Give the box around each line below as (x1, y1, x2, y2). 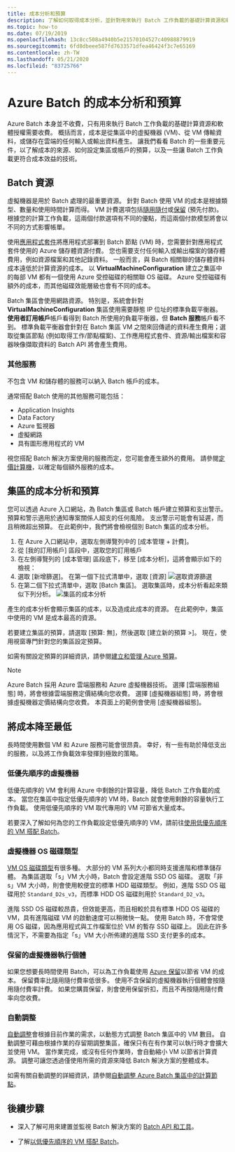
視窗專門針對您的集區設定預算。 (13, 637, 106, 645)
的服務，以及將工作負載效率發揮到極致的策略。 (7, 749, 142, 757)
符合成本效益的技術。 (19, 154, 81, 163)
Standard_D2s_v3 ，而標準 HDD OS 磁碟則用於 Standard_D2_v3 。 (27, 889, 208, 898)
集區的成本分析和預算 (7, 485, 99, 498)
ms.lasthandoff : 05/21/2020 (7, 56, 90, 63)
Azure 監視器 (17, 421, 55, 430)
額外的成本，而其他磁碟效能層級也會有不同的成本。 (7, 282, 155, 290)
